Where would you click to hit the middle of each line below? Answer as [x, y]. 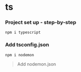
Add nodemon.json [37, 64]
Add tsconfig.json [27, 45]
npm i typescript [23, 33]
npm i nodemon [20, 55]
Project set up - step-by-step [41, 23]
